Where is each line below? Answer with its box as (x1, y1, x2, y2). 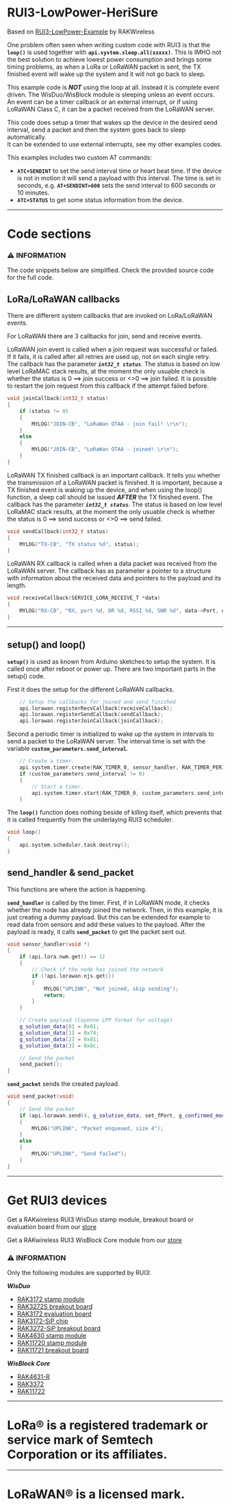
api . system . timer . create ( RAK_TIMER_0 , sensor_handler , (19, 764, 179, 771)
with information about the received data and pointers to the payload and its (7, 574, 221, 582)
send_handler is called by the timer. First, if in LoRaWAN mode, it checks (7, 898, 210, 906)
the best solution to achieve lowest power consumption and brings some (7, 55, 212, 63)
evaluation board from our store (7, 1222, 97, 1231)
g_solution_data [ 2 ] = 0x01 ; (19, 1036, 99, 1043)
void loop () (7, 829, 41, 836)
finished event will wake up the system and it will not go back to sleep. (7, 70, 206, 78)
